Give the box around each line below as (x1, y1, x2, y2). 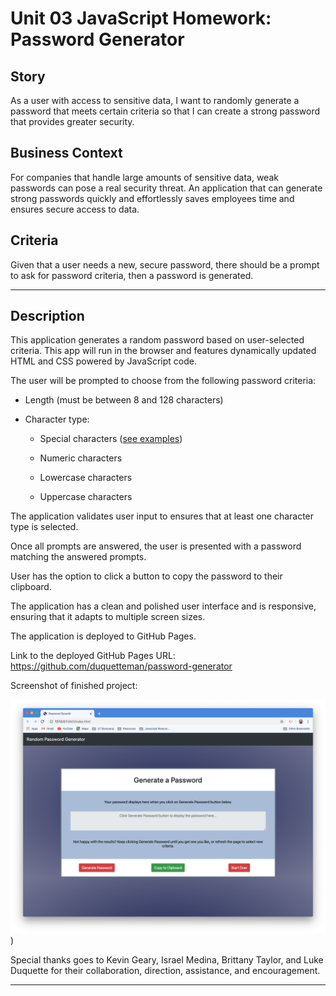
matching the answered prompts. (10, 551, 147, 563)
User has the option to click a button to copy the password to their (10, 570, 283, 582)
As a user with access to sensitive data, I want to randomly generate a (10, 95, 300, 106)
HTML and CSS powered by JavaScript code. (10, 355, 197, 367)
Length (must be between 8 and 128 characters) (24, 394, 224, 406)
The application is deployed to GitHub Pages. (10, 630, 197, 642)
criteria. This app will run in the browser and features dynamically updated (10, 345, 317, 357)
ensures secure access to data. (10, 203, 140, 215)
